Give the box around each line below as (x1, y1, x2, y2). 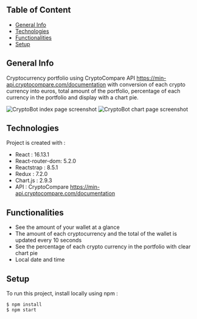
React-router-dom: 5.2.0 (15, 158, 77, 165)
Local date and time (15, 256, 65, 264)
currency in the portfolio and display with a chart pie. (6, 94, 139, 101)
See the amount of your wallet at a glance (15, 223, 120, 231)
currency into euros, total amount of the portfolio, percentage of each (6, 87, 181, 94)
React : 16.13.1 (15, 151, 50, 158)
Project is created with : (6, 139, 66, 147)
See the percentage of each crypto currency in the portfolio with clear (15, 243, 191, 250)
